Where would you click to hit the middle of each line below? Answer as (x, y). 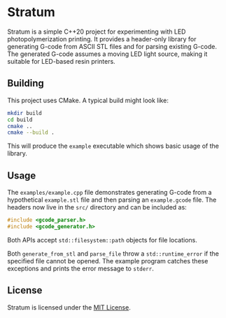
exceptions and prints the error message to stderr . (80, 268)
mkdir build (24, 113)
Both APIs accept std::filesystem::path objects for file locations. (103, 240)
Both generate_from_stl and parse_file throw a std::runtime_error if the (113, 254)
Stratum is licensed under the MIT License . (69, 307)
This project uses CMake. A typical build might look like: (88, 100)
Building (26, 84)
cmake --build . (31, 133)
